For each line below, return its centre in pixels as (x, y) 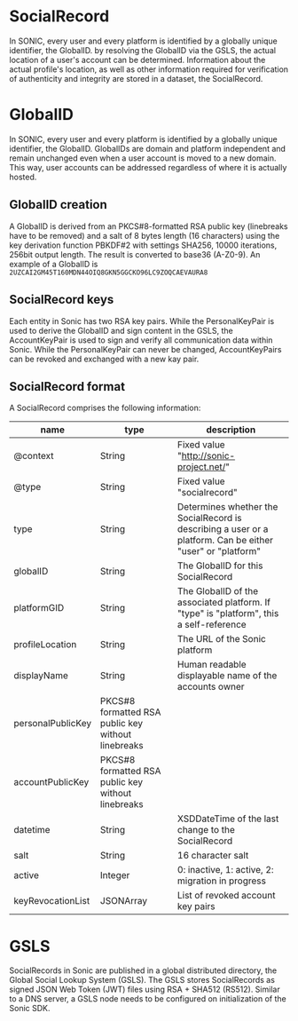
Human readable (212, 665)
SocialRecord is (209, 518)
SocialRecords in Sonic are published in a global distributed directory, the (143, 970)
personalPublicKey (52, 724)
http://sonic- (208, 456)
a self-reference (212, 625)
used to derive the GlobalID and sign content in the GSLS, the (121, 330)
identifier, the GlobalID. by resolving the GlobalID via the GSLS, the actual (143, 50)
